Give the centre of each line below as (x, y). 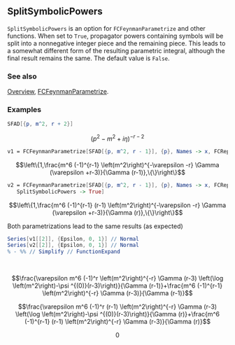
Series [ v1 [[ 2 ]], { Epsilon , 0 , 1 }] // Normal (73, 239)
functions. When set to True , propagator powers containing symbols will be (115, 36)
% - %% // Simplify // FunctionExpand (64, 252)
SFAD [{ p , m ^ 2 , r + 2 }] (40, 124)
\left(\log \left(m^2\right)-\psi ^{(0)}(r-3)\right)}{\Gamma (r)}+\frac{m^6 (117, 314)
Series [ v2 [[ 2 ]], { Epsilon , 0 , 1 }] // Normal (73, 245)
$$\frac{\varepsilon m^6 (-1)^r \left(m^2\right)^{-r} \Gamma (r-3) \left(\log (117, 278)
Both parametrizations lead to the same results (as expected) (95, 226)
